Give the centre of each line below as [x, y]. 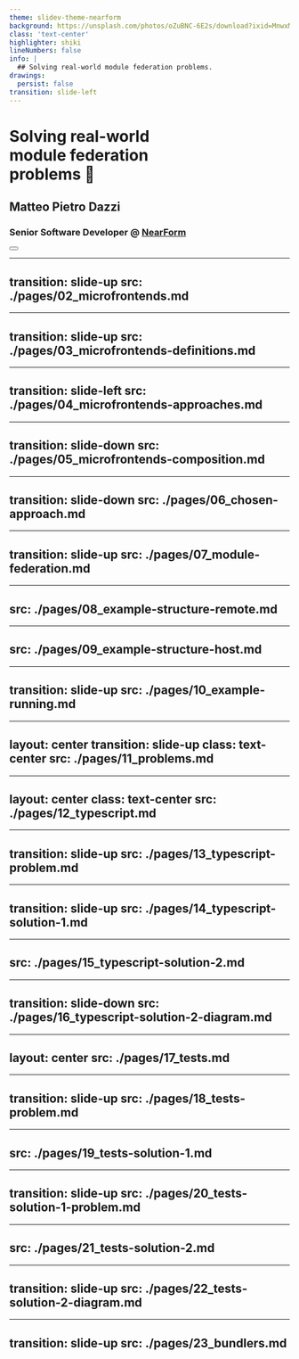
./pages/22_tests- [196, 1289]
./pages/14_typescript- [211, 908]
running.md [43, 704]
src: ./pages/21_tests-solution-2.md [112, 1248]
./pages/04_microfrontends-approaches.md [136, 405]
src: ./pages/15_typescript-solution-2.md [127, 963]
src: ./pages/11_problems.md [131, 759]
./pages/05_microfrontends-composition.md [137, 460]
